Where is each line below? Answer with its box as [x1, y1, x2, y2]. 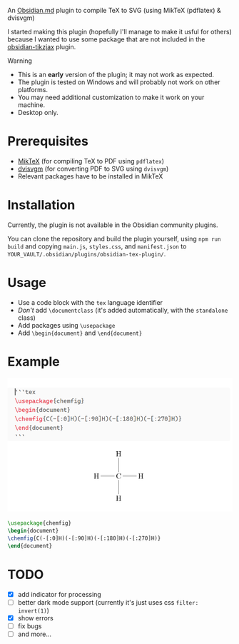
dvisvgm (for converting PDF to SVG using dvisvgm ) [17, 164, 169, 173]
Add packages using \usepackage [17, 321, 116, 329]
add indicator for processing [17, 590, 101, 598]
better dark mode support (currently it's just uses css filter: [17, 598, 199, 606]
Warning [7, 56, 32, 65]
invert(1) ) [17, 606, 50, 615]
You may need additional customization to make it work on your [17, 93, 205, 101]
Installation [7, 197, 76, 213]
